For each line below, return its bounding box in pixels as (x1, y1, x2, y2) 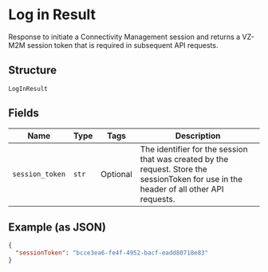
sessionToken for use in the (140, 173, 243, 184)
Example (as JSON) (8, 220, 106, 234)
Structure (8, 64, 57, 77)
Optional (100, 168, 133, 179)
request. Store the (140, 164, 207, 175)
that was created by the (140, 153, 229, 164)
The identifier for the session (140, 144, 249, 155)
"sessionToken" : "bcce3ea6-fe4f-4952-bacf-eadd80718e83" (15, 249, 209, 257)
